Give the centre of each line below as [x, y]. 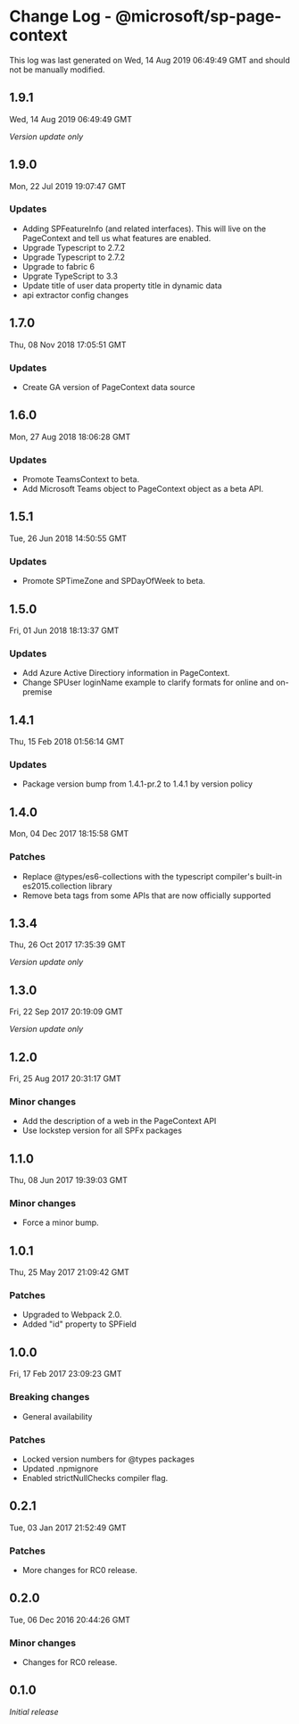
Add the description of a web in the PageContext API [119, 1121]
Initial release [34, 1712]
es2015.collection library [67, 886]
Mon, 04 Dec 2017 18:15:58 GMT [69, 834]
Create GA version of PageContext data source [108, 387]
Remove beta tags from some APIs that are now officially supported [146, 895]
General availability [57, 1416]
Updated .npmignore [60, 1468]
